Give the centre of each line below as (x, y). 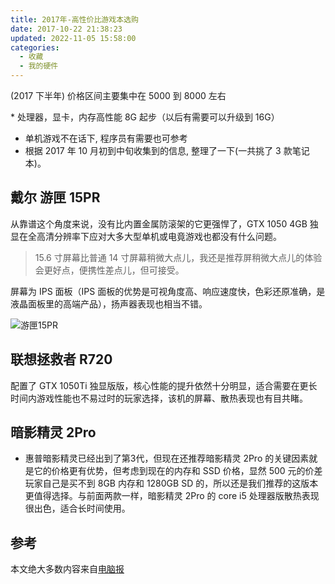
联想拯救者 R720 (61, 359)
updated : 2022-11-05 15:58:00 (73, 38)
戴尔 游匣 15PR (55, 197)
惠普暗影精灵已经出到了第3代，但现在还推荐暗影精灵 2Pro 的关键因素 (167, 458)
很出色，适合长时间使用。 (77, 508)
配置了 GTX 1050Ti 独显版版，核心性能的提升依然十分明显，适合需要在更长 (164, 385)
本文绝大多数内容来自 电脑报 (67, 569)
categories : (35, 47)
